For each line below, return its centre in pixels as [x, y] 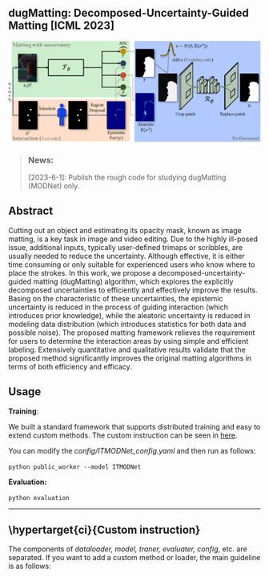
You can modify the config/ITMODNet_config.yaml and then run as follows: [132, 450]
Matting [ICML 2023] [61, 26]
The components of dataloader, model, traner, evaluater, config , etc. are [128, 549]
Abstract [31, 211]
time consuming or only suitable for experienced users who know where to [132, 264]
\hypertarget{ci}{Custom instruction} [104, 529]
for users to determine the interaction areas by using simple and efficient [128, 341]
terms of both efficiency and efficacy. [70, 366]
